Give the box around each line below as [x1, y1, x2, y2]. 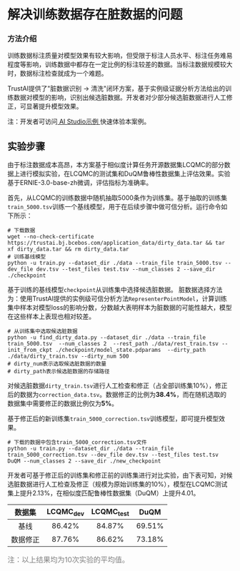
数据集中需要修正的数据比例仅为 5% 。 [7, 399, 118, 408]
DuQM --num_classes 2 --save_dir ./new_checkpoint [7, 458, 161, 465]
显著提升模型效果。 [26, 102, 83, 111]
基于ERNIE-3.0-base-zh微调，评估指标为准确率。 [7, 178, 153, 187]
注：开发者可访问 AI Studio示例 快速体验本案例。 [7, 117, 151, 126]
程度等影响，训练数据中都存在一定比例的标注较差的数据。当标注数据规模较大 [7, 60, 233, 69]
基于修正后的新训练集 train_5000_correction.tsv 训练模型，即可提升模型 [7, 415, 219, 423]
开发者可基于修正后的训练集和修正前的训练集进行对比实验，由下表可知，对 [7, 471, 226, 480]
